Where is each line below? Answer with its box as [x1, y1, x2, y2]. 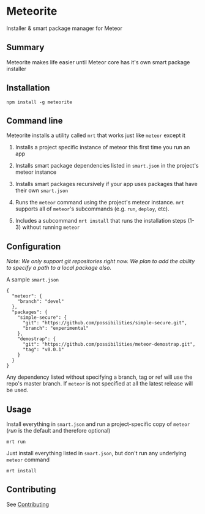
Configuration [6, 241, 61, 251]
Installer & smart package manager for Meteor [6, 24, 123, 32]
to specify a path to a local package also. [6, 264, 112, 272]
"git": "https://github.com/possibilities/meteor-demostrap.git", [22, 341, 196, 348]
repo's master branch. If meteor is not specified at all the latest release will [6, 380, 193, 387]
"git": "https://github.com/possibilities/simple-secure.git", [22, 320, 188, 326]
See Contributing [6, 501, 50, 508]
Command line [6, 115, 63, 126]
